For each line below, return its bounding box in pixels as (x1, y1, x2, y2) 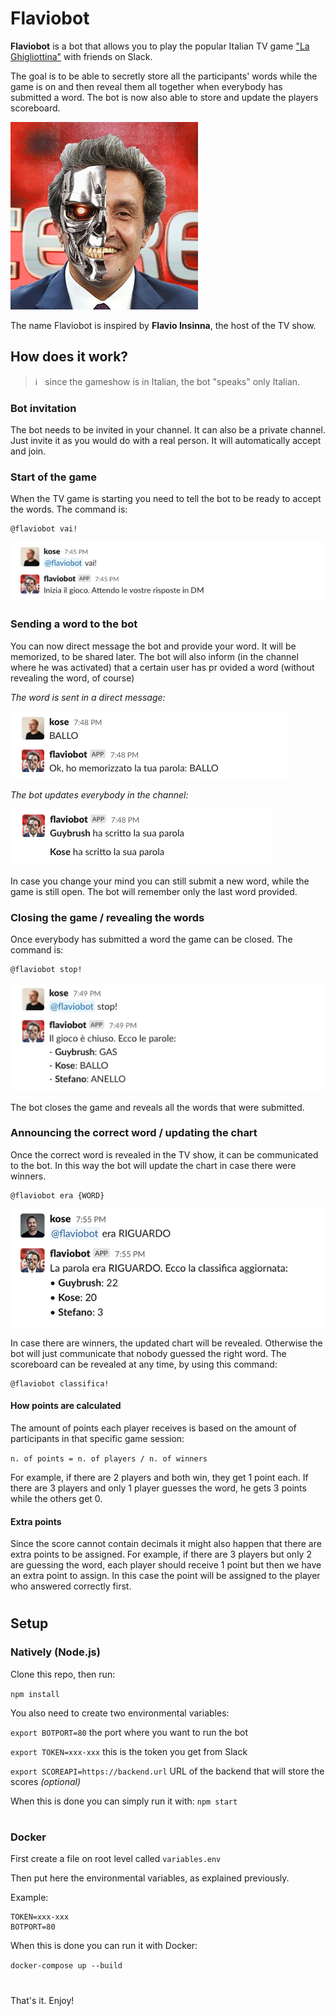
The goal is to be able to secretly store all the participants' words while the (10, 70, 318, 82)
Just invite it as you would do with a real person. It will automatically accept (10, 435, 322, 447)
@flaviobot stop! (10, 965, 83, 975)
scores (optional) (10, 1775, 81, 1787)
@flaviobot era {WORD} (10, 1190, 105, 1201)
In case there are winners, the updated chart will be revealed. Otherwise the (10, 1337, 323, 1349)
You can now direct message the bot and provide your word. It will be (10, 640, 297, 652)
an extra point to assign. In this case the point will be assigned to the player (10, 1570, 321, 1582)
